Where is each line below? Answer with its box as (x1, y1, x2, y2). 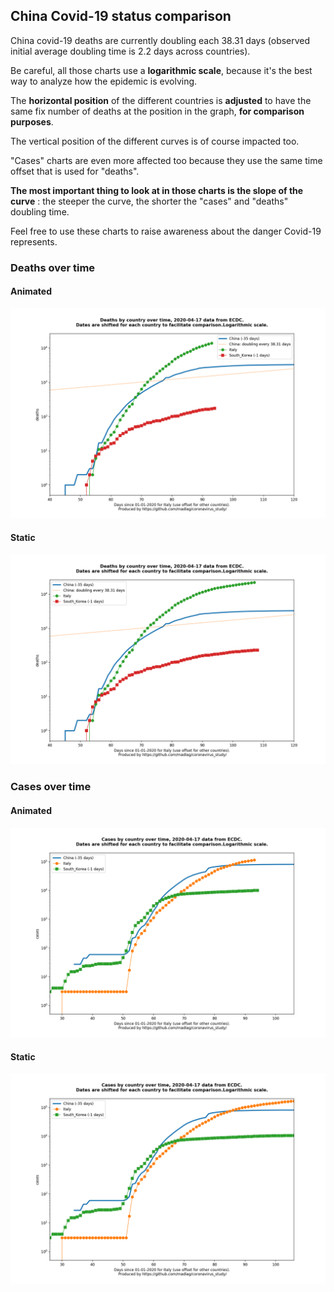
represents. (10, 235, 58, 248)
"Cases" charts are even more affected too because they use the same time (10, 154, 323, 166)
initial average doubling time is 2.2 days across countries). (10, 45, 251, 57)
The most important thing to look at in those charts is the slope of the (10, 184, 304, 196)
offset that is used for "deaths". (10, 165, 140, 177)
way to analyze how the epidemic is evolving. (10, 75, 198, 87)
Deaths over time (10, 260, 96, 274)
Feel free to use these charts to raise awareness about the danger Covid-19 (10, 225, 322, 237)
